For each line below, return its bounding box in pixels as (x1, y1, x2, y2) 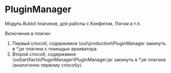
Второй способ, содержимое (12, 51, 76, 57)
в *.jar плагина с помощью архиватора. (12, 45, 98, 52)
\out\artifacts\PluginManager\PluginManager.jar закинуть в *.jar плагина (12, 56, 166, 62)
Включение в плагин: (5, 30, 52, 36)
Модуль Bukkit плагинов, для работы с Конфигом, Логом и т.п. (5, 20, 141, 27)
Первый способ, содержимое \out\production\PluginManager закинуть (12, 40, 166, 46)
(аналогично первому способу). (12, 62, 83, 68)
